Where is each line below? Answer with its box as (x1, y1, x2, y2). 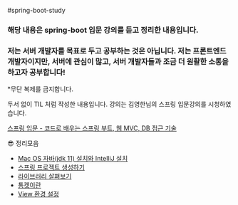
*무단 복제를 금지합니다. (7, 85, 73, 93)
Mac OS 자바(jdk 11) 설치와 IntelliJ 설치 (17, 154, 128, 163)
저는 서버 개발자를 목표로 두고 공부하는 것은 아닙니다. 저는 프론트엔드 (7, 46, 227, 56)
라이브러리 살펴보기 (17, 172, 72, 181)
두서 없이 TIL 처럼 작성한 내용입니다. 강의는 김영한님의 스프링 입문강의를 (7, 100, 207, 109)
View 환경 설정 (17, 190, 59, 199)
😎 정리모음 (7, 139, 39, 148)
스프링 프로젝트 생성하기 (17, 163, 86, 172)
